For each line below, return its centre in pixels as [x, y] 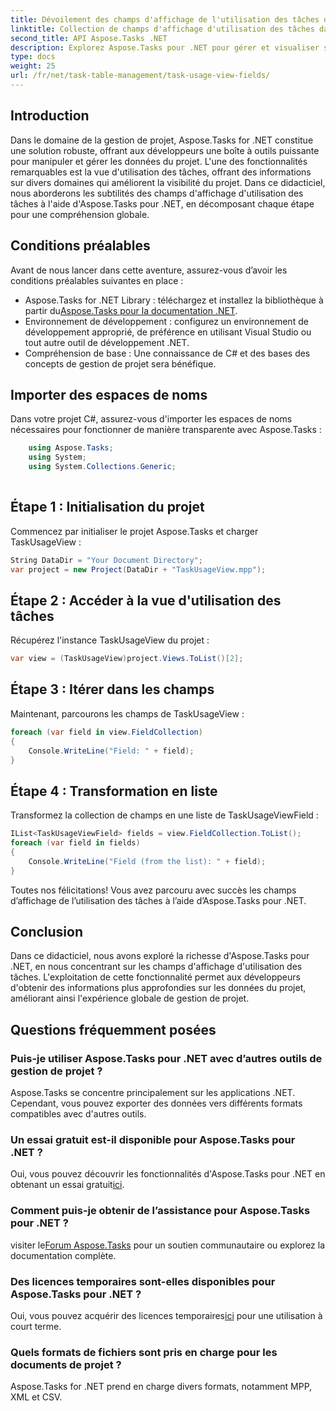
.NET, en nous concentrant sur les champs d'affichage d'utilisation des [156, 967]
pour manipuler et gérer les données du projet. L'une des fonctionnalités [159, 161]
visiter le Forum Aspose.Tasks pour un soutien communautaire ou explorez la [168, 1245]
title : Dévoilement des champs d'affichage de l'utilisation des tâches [165, 19]
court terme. [36, 1326]
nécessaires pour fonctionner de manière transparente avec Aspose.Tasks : [166, 430]
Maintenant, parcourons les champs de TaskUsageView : [127, 713]
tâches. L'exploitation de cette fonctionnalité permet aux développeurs [155, 977]
